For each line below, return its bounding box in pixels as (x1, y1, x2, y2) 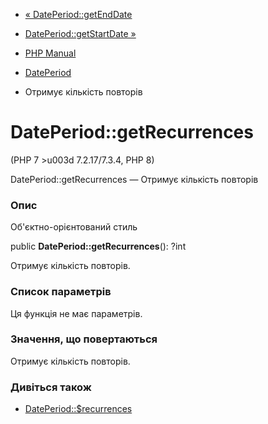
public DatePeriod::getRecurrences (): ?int (10, 240, 187, 253)
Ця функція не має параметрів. (10, 307, 143, 319)
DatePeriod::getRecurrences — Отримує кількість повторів (10, 173, 259, 185)
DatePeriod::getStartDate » (24, 28, 137, 39)
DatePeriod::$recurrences (24, 403, 133, 415)
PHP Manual (24, 47, 77, 59)
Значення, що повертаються (10, 332, 158, 346)
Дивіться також (10, 380, 92, 394)
